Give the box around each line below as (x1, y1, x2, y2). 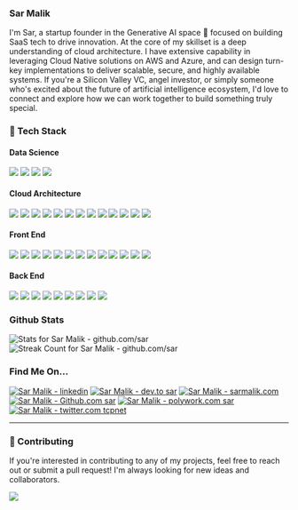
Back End (9, 270, 45, 282)
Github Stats (9, 314, 65, 326)
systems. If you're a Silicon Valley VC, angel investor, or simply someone (9, 75, 275, 85)
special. (9, 103, 38, 114)
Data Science (9, 147, 59, 157)
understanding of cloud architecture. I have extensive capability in (9, 46, 251, 57)
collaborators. (9, 474, 60, 484)
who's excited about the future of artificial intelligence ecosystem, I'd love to (9, 84, 289, 95)
